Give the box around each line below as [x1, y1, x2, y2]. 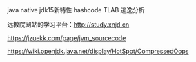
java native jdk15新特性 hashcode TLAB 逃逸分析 [7, 6, 145, 14]
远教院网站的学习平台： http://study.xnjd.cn [7, 20, 130, 29]
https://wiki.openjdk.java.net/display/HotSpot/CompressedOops [7, 47, 189, 55]
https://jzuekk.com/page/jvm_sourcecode [7, 34, 126, 42]
